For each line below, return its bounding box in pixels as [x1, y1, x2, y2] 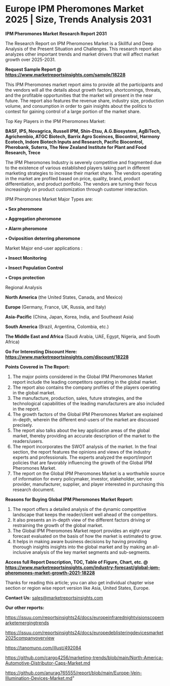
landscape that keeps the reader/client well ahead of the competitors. [12, 511, 158, 517]
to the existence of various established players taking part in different [5, 165, 150, 171]
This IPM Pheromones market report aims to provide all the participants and [5, 82, 163, 88]
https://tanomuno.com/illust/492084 [5, 644, 81, 651]
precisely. [12, 422, 33, 428]
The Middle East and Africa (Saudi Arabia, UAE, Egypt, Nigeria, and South [5, 333, 160, 339]
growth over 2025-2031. [5, 56, 56, 62]
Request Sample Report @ [5, 66, 62, 72]
